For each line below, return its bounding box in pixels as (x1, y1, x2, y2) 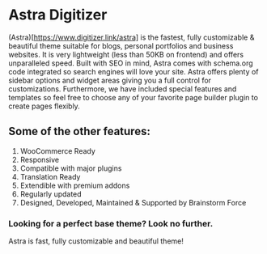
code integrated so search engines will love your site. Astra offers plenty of (8, 66, 259, 76)
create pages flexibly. (8, 101, 81, 111)
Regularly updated (19, 188, 83, 199)
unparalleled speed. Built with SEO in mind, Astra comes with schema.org (8, 58, 253, 68)
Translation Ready (19, 171, 81, 181)
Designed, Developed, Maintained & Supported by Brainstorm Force (19, 197, 247, 207)
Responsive (19, 155, 59, 164)
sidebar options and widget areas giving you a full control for (8, 75, 212, 85)
